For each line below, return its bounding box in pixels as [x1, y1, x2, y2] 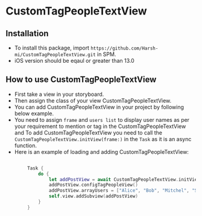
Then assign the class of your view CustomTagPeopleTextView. [14, 97, 172, 104]
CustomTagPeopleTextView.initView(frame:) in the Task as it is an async [14, 135, 192, 142]
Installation [5, 28, 49, 39]
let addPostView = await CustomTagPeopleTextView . [48, 176, 179, 182]
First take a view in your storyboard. [14, 91, 104, 98]
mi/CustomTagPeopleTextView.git [14, 52, 96, 58]
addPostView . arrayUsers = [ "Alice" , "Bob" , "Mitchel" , [48, 188, 189, 194]
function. [14, 142, 37, 149]
